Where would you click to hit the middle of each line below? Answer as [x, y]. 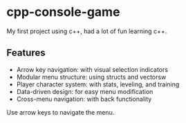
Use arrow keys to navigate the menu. [61, 112]
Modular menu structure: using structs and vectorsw [91, 77]
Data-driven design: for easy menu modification [85, 91]
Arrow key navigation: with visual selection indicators [92, 69]
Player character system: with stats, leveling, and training [98, 84]
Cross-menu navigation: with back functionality [84, 99]
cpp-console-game [63, 12]
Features [26, 53]
